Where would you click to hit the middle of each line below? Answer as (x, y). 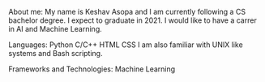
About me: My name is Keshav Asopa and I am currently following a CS (127, 12)
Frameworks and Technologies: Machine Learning (92, 69)
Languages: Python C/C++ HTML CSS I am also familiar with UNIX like (126, 45)
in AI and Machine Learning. (56, 29)
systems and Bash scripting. (56, 53)
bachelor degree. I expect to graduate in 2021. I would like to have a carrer (132, 20)
